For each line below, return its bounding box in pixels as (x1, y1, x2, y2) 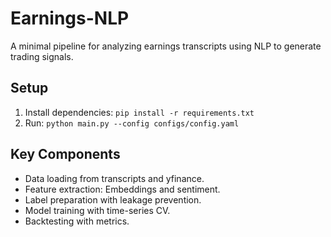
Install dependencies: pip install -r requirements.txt (24, 106, 255, 118)
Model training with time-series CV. (24, 204, 171, 216)
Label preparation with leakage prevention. (24, 193, 202, 206)
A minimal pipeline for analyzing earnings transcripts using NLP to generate (10, 40, 322, 52)
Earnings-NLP (10, 7, 130, 30)
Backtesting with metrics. (24, 215, 130, 227)
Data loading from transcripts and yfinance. (24, 172, 205, 184)
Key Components (10, 146, 121, 163)
